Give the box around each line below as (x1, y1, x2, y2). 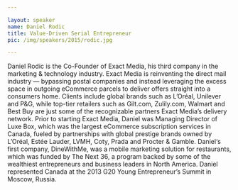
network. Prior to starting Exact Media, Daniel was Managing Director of (7, 115, 218, 123)
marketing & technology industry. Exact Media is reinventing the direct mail (7, 69, 227, 78)
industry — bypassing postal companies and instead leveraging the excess (7, 77, 227, 86)
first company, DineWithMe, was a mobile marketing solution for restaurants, (7, 145, 232, 153)
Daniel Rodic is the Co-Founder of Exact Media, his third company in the (7, 62, 219, 71)
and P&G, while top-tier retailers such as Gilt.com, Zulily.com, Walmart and (7, 100, 225, 108)
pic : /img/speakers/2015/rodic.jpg (7, 36, 113, 43)
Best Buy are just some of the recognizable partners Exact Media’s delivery (7, 107, 227, 116)
